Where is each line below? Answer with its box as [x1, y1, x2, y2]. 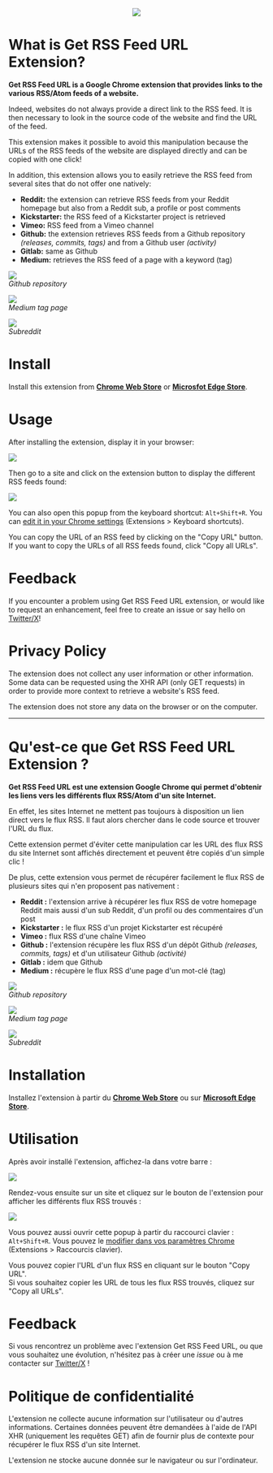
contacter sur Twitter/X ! [8, 1358, 90, 1368]
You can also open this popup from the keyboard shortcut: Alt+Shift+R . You [8, 508, 262, 518]
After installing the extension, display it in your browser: [8, 437, 195, 447]
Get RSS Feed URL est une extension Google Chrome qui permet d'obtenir [8, 782, 262, 791]
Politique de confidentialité [8, 1387, 195, 1406]
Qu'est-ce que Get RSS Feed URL [8, 738, 236, 756]
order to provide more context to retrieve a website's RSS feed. [8, 686, 219, 695]
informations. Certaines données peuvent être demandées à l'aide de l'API [8, 1423, 258, 1432]
